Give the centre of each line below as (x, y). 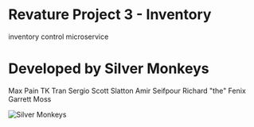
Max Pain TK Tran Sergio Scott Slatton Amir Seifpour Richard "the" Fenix (127, 90)
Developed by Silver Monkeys (109, 69)
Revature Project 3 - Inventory (110, 15)
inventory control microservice (59, 37)
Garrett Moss (30, 99)
